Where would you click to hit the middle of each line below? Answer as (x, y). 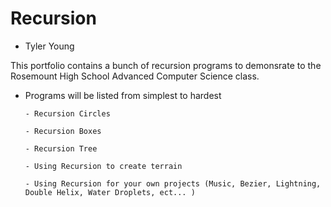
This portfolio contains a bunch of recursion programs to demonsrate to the (166, 65)
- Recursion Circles (67, 113)
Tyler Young (49, 46)
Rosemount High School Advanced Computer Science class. (135, 76)
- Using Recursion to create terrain (103, 166)
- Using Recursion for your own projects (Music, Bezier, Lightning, (173, 183)
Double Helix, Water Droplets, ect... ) (110, 192)
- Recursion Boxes (63, 131)
